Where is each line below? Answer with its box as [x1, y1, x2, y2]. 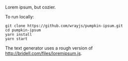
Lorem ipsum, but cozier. [5, 4, 56, 10]
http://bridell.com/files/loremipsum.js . [5, 51, 82, 56]
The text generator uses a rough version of [5, 45, 93, 51]
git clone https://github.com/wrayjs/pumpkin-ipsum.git [5, 23, 123, 28]
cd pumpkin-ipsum [5, 28, 41, 33]
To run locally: [5, 14, 34, 19]
